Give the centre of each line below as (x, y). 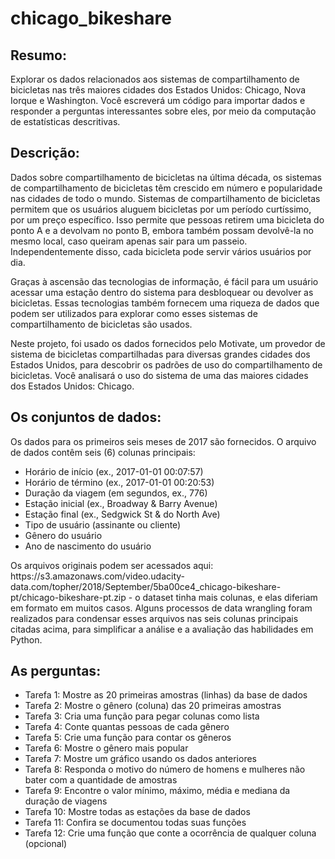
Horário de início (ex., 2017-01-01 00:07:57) (114, 471)
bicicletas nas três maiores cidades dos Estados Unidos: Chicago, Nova (158, 90)
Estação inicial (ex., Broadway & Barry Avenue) (121, 503)
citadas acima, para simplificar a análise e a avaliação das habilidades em (162, 629)
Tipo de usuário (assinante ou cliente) (103, 524)
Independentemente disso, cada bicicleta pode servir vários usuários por (161, 251)
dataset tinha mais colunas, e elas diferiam (230, 597)
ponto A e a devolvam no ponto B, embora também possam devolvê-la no (162, 230)
